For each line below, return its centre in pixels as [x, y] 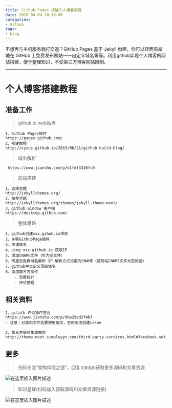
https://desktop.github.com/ [36, 213]
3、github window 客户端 [30, 208]
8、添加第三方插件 [22, 272]
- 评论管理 [25, 283]
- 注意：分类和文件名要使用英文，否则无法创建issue [53, 323]
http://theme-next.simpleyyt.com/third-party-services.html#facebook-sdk [86, 337]
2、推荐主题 [16, 199]
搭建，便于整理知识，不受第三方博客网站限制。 [59, 62]
